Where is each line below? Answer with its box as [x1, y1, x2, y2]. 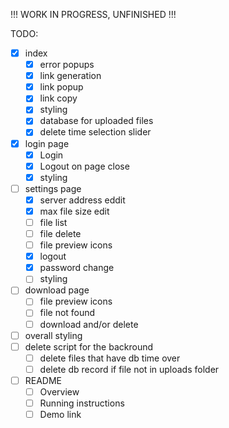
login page [24, 137, 70, 149]
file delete [39, 228, 82, 239]
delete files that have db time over [39, 352, 181, 364]
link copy [39, 92, 78, 104]
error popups [39, 59, 95, 71]
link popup [39, 81, 84, 93]
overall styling [24, 329, 83, 341]
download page [24, 284, 90, 296]
